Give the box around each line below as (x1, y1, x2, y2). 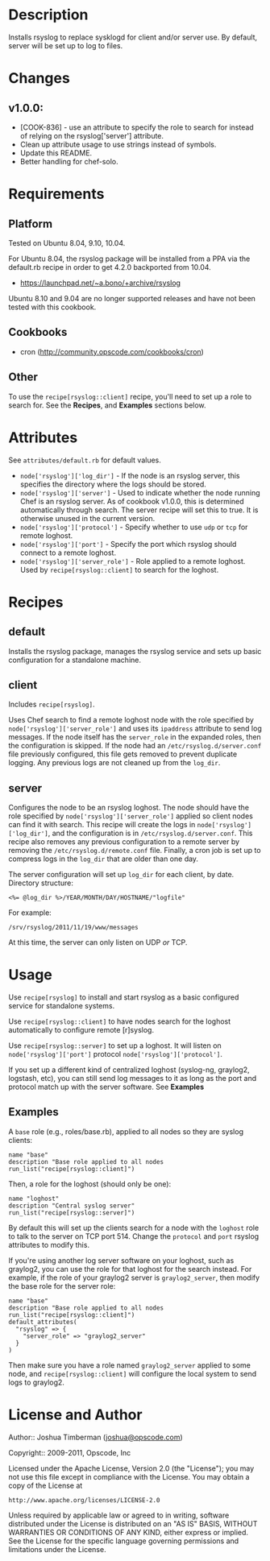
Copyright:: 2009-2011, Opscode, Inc (8, 1447, 131, 1457)
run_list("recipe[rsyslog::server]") (8, 1208, 135, 1217)
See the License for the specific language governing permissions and (8, 1536, 239, 1546)
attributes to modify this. (8, 1240, 90, 1249)
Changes (8, 69, 70, 88)
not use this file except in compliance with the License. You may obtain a (8, 1472, 250, 1481)
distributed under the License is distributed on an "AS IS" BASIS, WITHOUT (8, 1518, 258, 1528)
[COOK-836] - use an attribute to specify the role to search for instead (19, 122, 254, 132)
